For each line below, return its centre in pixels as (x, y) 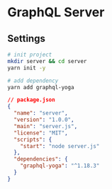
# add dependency (33, 81)
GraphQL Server (56, 12)
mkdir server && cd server (47, 61)
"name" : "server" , (41, 113)
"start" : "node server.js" (60, 146)
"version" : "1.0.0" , (44, 120)
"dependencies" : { (41, 159)
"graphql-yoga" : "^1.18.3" (60, 166)
